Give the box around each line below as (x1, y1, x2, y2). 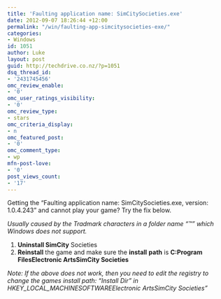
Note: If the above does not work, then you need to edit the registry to (7, 269, 209, 277)
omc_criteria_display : (7, 120, 73, 128)
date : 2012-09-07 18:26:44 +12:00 (7, 17, 108, 24)
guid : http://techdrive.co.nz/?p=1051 (7, 62, 120, 69)
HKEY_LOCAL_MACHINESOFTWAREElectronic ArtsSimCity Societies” (7, 284, 208, 293)
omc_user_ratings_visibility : (7, 95, 96, 102)
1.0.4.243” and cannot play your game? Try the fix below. (7, 206, 171, 214)
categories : (7, 29, 42, 37)
